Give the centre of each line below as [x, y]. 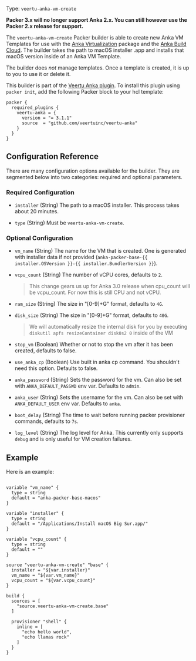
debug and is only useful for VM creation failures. [73, 439]
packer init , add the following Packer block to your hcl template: [85, 92]
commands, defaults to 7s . [47, 421]
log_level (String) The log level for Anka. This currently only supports [99, 433]
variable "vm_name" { [33, 488]
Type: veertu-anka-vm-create [41, 9]
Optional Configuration [40, 238]
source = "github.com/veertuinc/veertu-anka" [80, 123]
